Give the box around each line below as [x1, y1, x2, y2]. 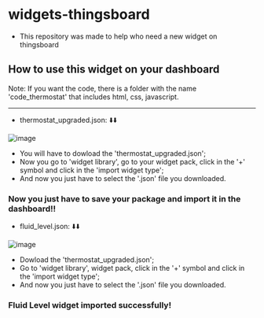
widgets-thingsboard [8, 6, 151, 24]
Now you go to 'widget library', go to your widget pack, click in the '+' [19, 157, 246, 166]
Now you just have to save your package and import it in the [8, 193, 241, 204]
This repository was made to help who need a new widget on [19, 31, 218, 41]
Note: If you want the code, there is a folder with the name [8, 83, 197, 93]
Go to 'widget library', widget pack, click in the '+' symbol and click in [19, 264, 245, 273]
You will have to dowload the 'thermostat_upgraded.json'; [19, 148, 207, 158]
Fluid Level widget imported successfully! [8, 299, 171, 310]
